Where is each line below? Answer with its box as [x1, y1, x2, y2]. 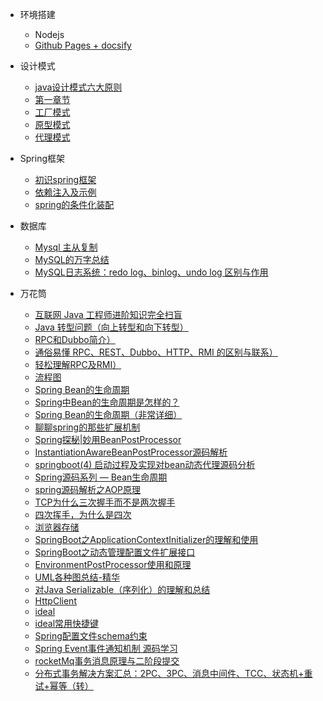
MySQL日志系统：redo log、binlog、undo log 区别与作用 [34, 266, 269, 278]
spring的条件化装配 [34, 199, 115, 210]
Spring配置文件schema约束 [34, 630, 148, 642]
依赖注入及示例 [34, 186, 97, 198]
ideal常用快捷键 [34, 618, 100, 629]
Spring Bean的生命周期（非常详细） [34, 409, 183, 420]
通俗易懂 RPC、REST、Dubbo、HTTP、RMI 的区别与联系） [34, 346, 278, 358]
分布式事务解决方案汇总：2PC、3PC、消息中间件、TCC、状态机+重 [34, 668, 313, 679]
